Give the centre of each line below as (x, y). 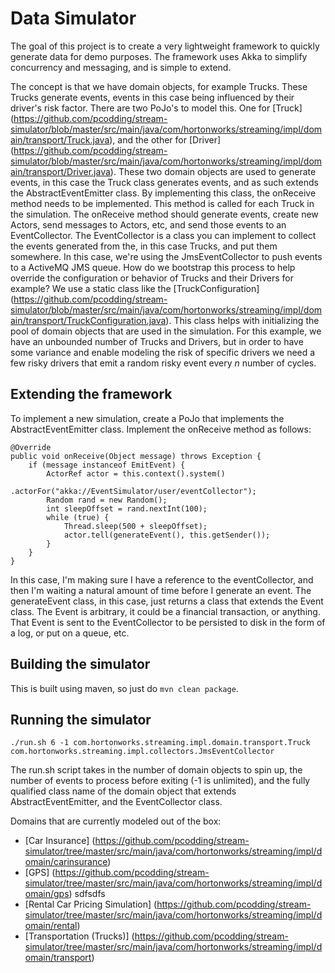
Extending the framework (91, 394)
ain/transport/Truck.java (60, 139)
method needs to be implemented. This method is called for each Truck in (162, 203)
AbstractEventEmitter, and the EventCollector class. (116, 802)
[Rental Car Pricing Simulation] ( (91, 904)
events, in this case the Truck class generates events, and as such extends (165, 182)
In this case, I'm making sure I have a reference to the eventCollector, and (162, 579)
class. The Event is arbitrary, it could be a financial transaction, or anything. (165, 611)
